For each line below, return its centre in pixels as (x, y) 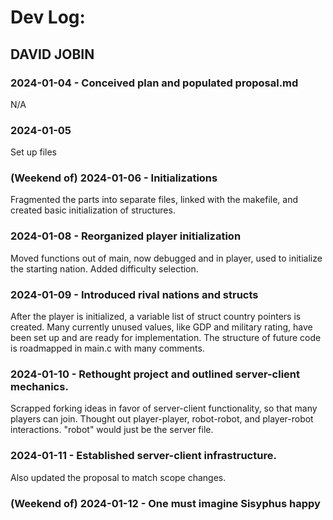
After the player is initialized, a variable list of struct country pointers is (156, 317)
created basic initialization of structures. (93, 210)
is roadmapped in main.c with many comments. (107, 348)
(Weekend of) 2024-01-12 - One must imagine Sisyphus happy (165, 503)
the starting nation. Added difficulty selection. (104, 268)
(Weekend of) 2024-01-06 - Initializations (114, 178)
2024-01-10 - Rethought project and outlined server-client (155, 374)
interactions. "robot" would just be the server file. (112, 430)
